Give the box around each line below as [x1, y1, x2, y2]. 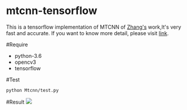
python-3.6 [14, 52, 42, 59]
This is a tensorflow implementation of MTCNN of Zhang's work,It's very [6, 23, 182, 30]
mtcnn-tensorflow [6, 4, 98, 18]
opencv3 [14, 59, 36, 66]
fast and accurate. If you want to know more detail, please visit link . [6, 29, 169, 36]
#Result [6, 98, 25, 105]
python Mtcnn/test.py [6, 87, 59, 93]
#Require [6, 41, 28, 48]
